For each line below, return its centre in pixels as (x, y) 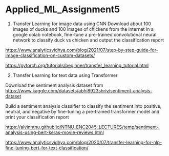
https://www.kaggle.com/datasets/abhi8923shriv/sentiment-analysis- (79, 90)
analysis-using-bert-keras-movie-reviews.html (55, 132)
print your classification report (37, 117)
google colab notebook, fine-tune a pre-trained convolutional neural (84, 34)
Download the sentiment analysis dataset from (54, 85)
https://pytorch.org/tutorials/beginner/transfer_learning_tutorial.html (77, 65)
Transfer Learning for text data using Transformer (65, 75)
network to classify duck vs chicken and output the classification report (88, 40)
